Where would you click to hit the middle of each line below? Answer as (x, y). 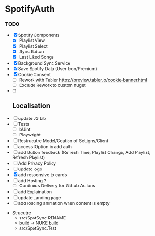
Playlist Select (33, 46)
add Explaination (35, 192)
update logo (30, 169)
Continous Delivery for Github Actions (57, 185)
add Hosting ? (32, 180)
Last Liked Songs (37, 57)
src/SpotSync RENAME (43, 218)
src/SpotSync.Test (38, 228)
